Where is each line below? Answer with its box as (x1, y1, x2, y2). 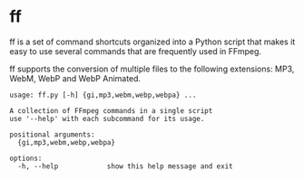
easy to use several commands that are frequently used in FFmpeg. (9, 45, 261, 56)
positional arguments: (9, 129, 95, 139)
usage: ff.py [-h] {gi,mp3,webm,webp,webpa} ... (9, 90, 197, 99)
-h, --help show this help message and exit (17, 161, 233, 171)
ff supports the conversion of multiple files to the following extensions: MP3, (9, 63, 295, 74)
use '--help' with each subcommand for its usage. (9, 114, 205, 123)
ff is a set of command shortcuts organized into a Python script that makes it (9, 36, 296, 47)
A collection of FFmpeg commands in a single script (9, 106, 213, 115)
